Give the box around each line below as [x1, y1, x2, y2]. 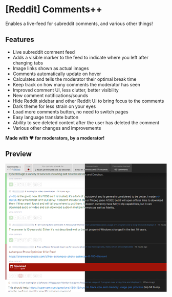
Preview [5, 150, 32, 158]
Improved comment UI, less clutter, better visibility [12, 87, 119, 93]
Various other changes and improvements [12, 125, 101, 131]
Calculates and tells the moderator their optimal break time [12, 76, 137, 82]
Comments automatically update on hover [12, 71, 101, 77]
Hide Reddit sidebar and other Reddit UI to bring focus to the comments [12, 98, 164, 104]
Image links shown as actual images [12, 65, 89, 71]
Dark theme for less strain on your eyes [12, 103, 96, 109]
